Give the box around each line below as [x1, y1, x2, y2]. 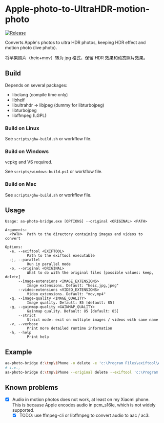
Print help [26, 334, 49, 339]
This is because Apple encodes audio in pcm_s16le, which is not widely [12, 402, 156, 408]
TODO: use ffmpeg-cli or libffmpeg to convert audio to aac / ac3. [19, 412, 150, 418]
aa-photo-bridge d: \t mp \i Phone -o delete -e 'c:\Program [5, 361, 123, 366]
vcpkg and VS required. [5, 159, 53, 165]
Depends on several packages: [5, 82, 67, 88]
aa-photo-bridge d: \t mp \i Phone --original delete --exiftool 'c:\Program [5, 370, 159, 375]
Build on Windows [5, 148, 49, 155]
